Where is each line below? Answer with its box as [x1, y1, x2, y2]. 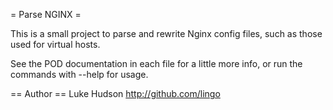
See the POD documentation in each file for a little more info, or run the [10, 58, 303, 69]
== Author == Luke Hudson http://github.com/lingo [10, 88, 221, 99]
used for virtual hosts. [10, 39, 101, 50]
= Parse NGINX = [10, 9, 82, 20]
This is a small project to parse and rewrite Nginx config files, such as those [10, 28, 323, 39]
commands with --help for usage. [10, 69, 149, 80]
